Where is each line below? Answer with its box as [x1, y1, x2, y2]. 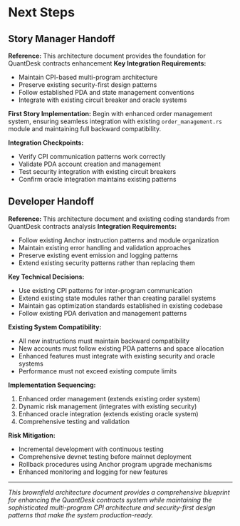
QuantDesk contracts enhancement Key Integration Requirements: [8, 59, 207, 68]
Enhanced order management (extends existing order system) [18, 394, 201, 403]
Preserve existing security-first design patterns [18, 81, 157, 89]
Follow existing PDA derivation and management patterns [18, 309, 187, 317]
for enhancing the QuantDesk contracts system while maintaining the [8, 495, 212, 504]
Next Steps [8, 4, 75, 21]
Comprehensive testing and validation [18, 417, 130, 426]
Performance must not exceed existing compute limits [18, 366, 177, 375]
